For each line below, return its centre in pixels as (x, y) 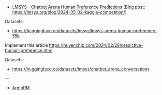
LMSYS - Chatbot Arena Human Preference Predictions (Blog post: (78, 7)
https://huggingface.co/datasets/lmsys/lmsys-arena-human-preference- (85, 31)
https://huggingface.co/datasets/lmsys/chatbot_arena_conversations (81, 69)
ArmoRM (21, 88)
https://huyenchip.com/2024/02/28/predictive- (96, 45)
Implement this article (27, 45)
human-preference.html (29, 50)
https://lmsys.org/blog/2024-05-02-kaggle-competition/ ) (69, 12)
